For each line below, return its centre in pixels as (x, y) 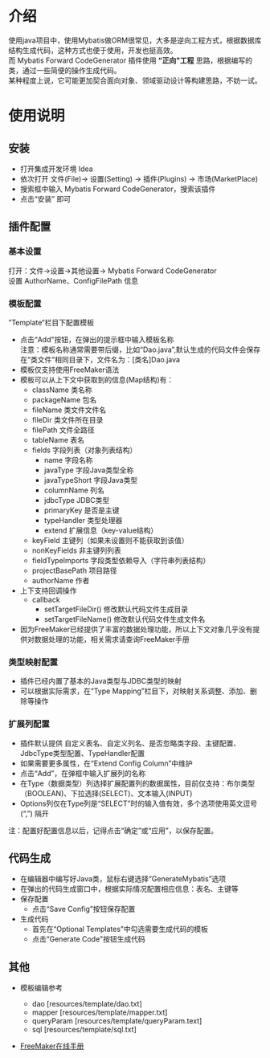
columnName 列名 (74, 490)
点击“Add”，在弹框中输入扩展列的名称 (83, 773)
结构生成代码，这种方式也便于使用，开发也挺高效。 (93, 50)
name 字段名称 (68, 460)
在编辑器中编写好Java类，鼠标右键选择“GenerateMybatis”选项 (123, 879)
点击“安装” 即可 (45, 198)
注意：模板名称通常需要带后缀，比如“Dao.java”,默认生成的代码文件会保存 (140, 349)
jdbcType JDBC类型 (77, 500)
